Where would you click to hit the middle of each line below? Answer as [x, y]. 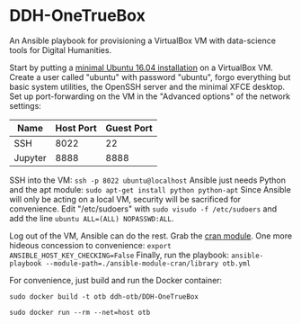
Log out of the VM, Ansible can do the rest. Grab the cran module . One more [151, 236]
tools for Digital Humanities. [61, 49]
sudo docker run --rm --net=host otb [80, 312]
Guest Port [129, 128]
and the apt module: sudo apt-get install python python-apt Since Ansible [150, 189]
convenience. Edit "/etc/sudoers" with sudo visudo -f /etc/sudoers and [143, 209]
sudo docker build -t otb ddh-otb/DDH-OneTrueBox [104, 297]
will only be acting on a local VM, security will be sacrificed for [125, 199]
